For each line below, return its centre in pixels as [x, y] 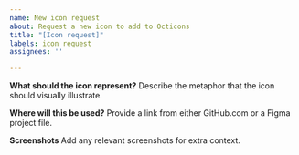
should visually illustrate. [56, 96]
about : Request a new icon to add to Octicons [100, 26]
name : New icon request [55, 18]
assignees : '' [37, 52]
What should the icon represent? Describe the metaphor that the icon [142, 86]
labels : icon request [51, 43]
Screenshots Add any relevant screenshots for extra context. [125, 140]
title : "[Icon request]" [57, 35]
